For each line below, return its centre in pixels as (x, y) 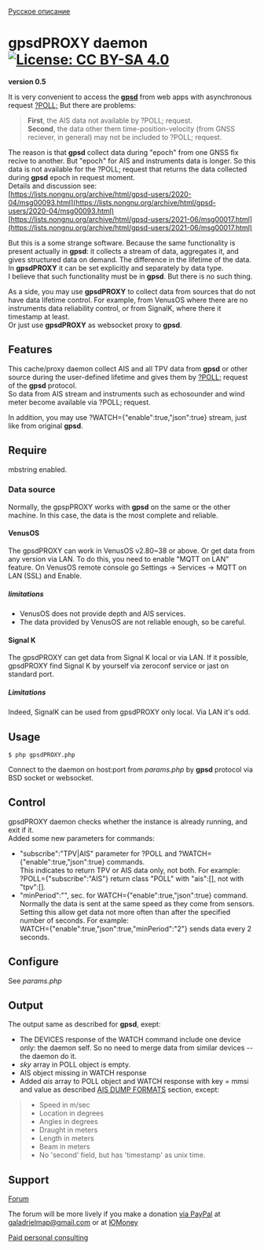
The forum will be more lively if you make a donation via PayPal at (115, 1214)
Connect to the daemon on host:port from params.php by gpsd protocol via (131, 769)
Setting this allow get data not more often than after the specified (125, 912)
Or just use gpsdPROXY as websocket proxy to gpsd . (95, 325)
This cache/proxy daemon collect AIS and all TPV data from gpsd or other (128, 368)
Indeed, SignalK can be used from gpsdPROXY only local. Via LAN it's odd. (129, 712)
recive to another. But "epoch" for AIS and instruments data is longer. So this (132, 160)
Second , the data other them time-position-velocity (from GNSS (131, 128)
